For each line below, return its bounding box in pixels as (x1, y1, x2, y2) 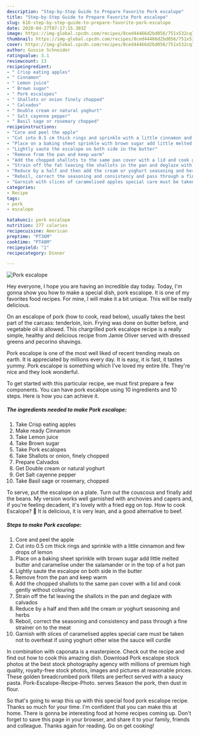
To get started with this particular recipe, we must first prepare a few (6, 380, 174, 387)
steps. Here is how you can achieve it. (6, 392, 99, 399)
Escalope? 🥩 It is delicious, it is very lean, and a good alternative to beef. (6, 508, 182, 515)
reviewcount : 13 (6, 58, 47, 64)
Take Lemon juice (15, 434, 58, 441)
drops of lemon (15, 549, 53, 556)
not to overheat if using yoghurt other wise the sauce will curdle (15, 636, 171, 644)
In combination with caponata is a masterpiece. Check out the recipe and (6, 648, 185, 655)
